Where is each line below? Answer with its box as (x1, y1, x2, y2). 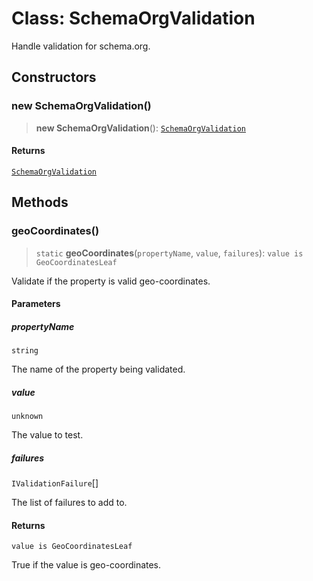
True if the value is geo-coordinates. (11, 559, 162, 571)
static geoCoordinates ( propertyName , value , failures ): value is (35, 247, 304, 259)
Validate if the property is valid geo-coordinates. (11, 275, 211, 287)
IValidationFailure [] (11, 477, 99, 489)
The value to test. (11, 429, 84, 441)
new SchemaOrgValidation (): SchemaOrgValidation (35, 122, 246, 134)
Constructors (11, 69, 97, 86)
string (11, 346, 39, 356)
